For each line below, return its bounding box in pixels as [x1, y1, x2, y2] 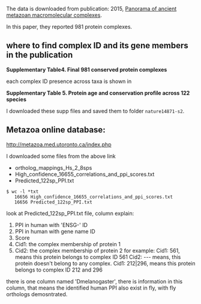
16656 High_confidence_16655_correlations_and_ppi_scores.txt [14, 194, 173, 200]
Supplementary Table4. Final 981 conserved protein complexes [6, 66, 167, 73]
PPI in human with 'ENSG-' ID [14, 221, 88, 228]
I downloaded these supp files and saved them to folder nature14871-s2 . [6, 107, 185, 114]
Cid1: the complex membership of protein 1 [14, 240, 121, 247]
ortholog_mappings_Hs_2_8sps [14, 164, 92, 171]
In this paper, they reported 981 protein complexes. [6, 23, 133, 30]
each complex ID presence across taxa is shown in [6, 78, 132, 85]
